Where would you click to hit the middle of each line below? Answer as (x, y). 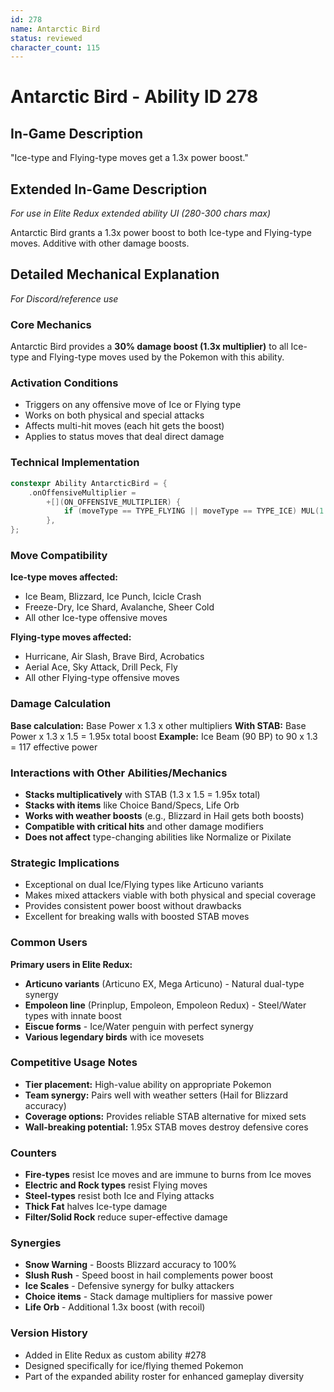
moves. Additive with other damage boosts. (100, 243)
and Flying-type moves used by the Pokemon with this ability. (158, 357)
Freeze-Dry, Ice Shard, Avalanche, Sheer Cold (119, 607)
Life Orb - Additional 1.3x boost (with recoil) (115, 1307)
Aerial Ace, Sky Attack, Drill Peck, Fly (101, 667)
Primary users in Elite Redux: (71, 964)
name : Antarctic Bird (55, 29)
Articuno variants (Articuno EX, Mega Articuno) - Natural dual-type (164, 983)
